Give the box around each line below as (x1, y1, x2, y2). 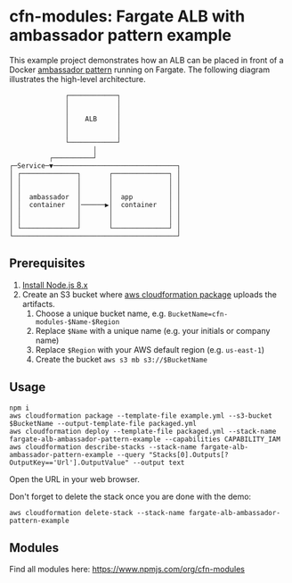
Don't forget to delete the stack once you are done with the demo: (9, 491, 252, 502)
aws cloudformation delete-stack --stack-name (9, 508, 185, 517)
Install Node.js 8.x (21, 279, 88, 290)
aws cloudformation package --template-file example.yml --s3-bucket (9, 411, 273, 421)
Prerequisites (9, 256, 85, 271)
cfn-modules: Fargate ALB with (9, 6, 246, 27)
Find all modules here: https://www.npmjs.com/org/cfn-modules (9, 564, 245, 575)
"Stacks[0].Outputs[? (148, 450, 229, 459)
